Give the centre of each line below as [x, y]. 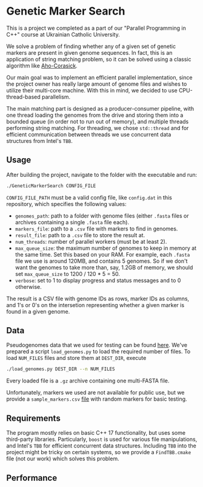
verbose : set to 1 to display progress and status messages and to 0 [98, 280]
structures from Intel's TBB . [39, 140]
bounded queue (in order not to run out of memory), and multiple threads [98, 121]
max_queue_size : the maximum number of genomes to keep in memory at [106, 248]
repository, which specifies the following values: [67, 204]
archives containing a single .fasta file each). [72, 222]
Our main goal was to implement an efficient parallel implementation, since [99, 77]
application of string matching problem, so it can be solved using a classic [99, 59]
